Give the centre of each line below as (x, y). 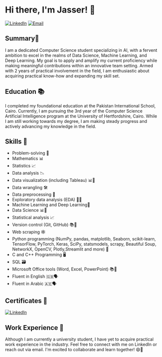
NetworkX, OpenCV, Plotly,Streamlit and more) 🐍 (60, 249)
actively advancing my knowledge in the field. (51, 126)
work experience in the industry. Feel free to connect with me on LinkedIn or (81, 344)
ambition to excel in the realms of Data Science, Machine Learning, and (76, 55)
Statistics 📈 (24, 166)
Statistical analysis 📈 (33, 218)
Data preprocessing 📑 (34, 194)
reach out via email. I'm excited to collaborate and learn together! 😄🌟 (74, 350)
